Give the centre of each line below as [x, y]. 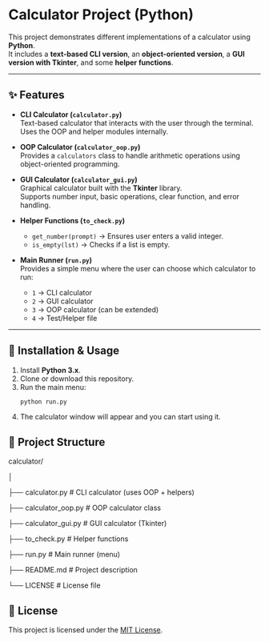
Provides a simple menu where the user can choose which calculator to [138, 268]
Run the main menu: [53, 387]
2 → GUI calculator [62, 301]
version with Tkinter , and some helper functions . [91, 62]
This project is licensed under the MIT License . [86, 630]
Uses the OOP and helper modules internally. [94, 131]
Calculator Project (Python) [101, 15]
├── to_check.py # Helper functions [68, 539]
